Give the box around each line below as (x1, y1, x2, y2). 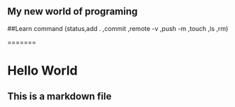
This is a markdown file (7, 91, 112, 103)
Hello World (7, 63, 78, 78)
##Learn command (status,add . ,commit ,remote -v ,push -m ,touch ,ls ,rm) (7, 24, 229, 32)
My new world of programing (7, 6, 138, 18)
